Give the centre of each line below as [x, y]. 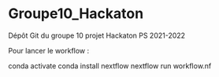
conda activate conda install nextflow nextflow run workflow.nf [110, 66]
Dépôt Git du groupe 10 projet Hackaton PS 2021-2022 [97, 35]
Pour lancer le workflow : [49, 50]
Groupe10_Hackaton [76, 14]
